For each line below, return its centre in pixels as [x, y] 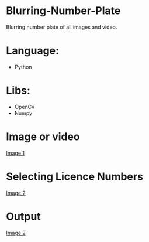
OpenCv [25, 107]
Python [23, 67]
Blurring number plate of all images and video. [62, 27]
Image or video [43, 137]
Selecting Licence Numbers [74, 176]
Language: [33, 51]
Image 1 [15, 153]
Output [23, 217]
